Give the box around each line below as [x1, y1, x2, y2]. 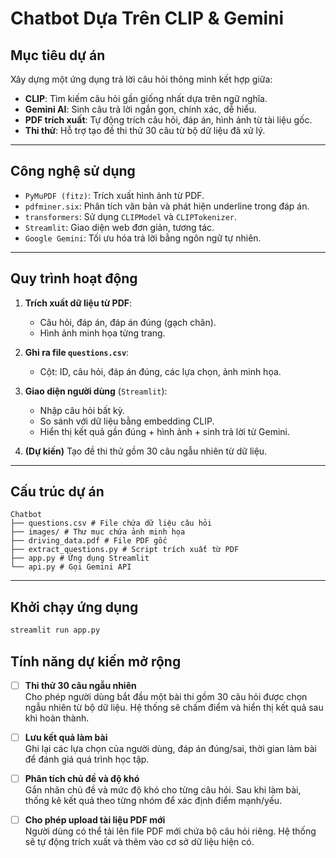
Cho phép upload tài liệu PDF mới [24, 814, 166, 826]
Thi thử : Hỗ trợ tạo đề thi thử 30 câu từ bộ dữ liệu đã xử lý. [24, 125, 266, 136]
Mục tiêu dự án [10, 47, 106, 64]
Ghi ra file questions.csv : [24, 346, 130, 358]
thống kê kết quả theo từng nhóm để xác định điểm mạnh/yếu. [24, 795, 283, 807]
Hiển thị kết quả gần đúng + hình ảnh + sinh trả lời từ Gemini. [39, 425, 290, 437]
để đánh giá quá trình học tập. [24, 753, 150, 766]
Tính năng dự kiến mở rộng [10, 653, 182, 670]
